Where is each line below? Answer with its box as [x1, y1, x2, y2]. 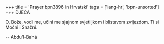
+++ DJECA [5, 9, 30, 15]
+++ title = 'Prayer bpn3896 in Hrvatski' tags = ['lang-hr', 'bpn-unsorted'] [5, 4, 159, 10]
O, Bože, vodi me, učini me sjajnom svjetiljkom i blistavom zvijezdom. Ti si [5, 19, 159, 25]
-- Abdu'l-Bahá [5, 34, 37, 40]
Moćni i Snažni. [5, 24, 38, 30]
